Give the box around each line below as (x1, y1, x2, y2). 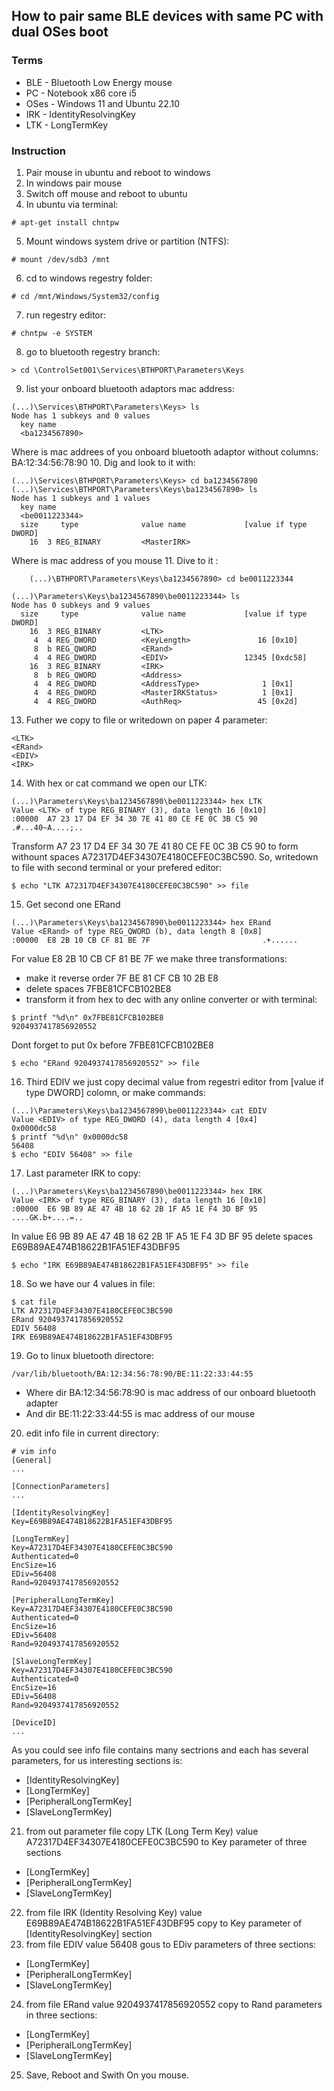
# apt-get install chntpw (11, 217, 119, 228)
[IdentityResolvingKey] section (25, 1927, 153, 1939)
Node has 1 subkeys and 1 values (11, 493, 151, 503)
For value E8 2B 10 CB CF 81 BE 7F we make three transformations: (11, 952, 288, 964)
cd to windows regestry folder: (25, 272, 153, 284)
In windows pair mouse (25, 177, 123, 189)
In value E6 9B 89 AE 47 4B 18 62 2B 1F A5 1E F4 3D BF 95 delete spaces (11, 1230, 314, 1242)
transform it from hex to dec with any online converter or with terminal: (25, 993, 318, 1005)
